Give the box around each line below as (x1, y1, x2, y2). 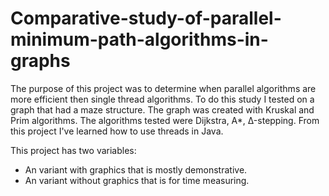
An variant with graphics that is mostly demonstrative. (24, 163, 248, 176)
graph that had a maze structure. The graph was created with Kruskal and (10, 103, 315, 116)
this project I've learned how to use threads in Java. (10, 125, 224, 137)
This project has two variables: (10, 144, 137, 156)
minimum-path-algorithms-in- (10, 28, 269, 51)
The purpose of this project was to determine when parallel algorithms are (10, 82, 317, 94)
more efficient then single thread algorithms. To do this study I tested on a (10, 93, 315, 105)
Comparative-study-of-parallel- (10, 7, 282, 30)
